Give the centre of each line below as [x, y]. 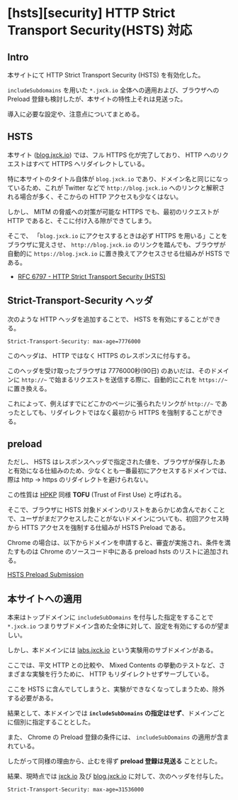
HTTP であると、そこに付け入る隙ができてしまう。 [81, 220]
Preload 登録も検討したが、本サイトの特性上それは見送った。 [97, 99]
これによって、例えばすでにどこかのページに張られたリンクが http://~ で [114, 404]
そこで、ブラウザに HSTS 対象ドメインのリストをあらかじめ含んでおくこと [116, 510]
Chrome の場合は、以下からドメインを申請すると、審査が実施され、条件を [116, 543]
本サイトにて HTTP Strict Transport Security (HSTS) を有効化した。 [106, 75]
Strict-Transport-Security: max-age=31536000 [75, 790]
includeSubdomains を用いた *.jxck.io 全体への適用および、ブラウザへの [113, 90]
